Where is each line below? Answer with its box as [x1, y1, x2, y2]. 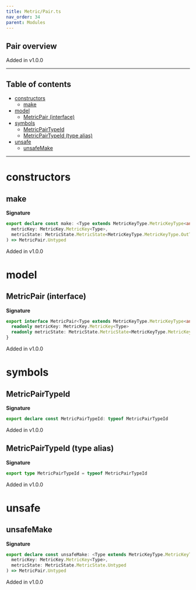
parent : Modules [6, 19, 45, 25]
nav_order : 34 [6, 14, 41, 20]
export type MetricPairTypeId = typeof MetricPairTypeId [6, 470, 148, 476]
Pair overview [6, 41, 57, 51]
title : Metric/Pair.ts [6, 8, 61, 15]
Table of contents [6, 79, 71, 89]
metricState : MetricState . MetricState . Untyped [11, 562, 127, 568]
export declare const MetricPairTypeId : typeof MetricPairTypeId [6, 416, 168, 422]
